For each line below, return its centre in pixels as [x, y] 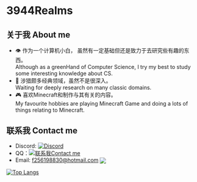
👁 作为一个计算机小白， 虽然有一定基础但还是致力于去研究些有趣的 [99, 50]
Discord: [26, 146]
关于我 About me [38, 35]
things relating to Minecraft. [50, 110]
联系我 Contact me [42, 131]
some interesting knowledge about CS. [64, 73]
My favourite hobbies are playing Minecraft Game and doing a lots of [102, 104]
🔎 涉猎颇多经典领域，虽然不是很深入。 [63, 81]
